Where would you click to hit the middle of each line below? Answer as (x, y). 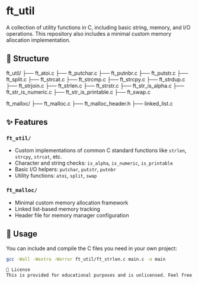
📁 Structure (28, 59)
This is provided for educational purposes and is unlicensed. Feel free (99, 275)
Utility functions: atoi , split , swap (56, 176)
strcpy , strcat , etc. (38, 157)
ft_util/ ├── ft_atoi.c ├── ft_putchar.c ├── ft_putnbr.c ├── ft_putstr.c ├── (97, 73)
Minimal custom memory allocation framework (71, 203)
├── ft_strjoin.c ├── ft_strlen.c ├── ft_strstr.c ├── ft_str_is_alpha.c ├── (95, 86)
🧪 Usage (22, 234)
